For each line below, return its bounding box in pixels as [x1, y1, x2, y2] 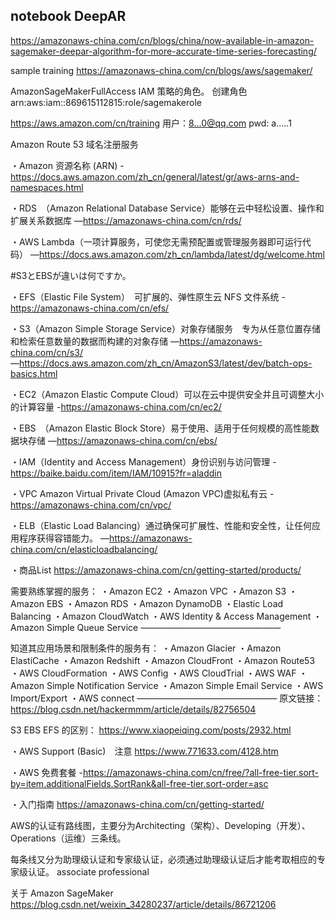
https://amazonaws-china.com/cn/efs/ [10, 302, 170, 314]
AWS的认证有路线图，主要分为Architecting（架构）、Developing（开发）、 [10, 819, 311, 831]
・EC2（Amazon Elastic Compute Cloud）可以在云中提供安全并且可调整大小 [10, 388, 325, 400]
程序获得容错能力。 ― [18, 532, 110, 544]
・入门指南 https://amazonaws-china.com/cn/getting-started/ [10, 798, 265, 810]
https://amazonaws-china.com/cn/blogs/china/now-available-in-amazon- [10, 34, 315, 46]
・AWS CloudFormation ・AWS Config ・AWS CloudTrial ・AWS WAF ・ [10, 667, 308, 679]
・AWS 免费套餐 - [10, 766, 83, 778]
